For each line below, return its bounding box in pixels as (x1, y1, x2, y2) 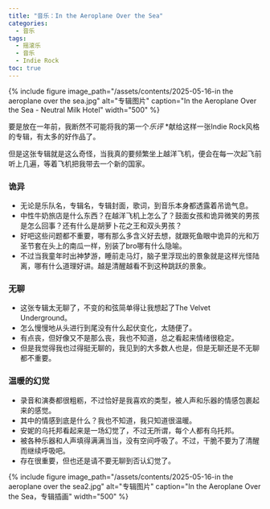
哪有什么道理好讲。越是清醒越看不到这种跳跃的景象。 (34, 261, 211, 271)
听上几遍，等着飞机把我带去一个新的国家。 (8, 159, 149, 168)
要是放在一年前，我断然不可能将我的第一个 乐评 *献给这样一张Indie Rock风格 (8, 122, 260, 131)
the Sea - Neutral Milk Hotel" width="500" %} (8, 105, 161, 114)
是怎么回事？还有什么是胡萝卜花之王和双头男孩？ (19, 221, 182, 230)
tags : (8, 34, 27, 43)
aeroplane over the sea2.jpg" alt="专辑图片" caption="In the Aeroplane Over (8, 481, 261, 491)
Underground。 (19, 313, 72, 323)
